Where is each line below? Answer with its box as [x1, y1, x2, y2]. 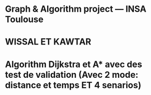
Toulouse [5, 14, 44, 25]
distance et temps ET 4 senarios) [5, 79, 141, 91]
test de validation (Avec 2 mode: [5, 69, 139, 80]
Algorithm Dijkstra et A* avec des [5, 59, 142, 70]
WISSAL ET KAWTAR [5, 36, 92, 47]
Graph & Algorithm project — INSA [5, 3, 147, 15]
